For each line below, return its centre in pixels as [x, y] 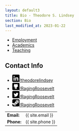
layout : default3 [22, 10]
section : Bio [18, 20]
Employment [24, 40]
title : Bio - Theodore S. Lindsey [40, 15]
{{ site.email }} [39, 115]
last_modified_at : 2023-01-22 [35, 26]
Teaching [21, 50]
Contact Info [24, 65]
